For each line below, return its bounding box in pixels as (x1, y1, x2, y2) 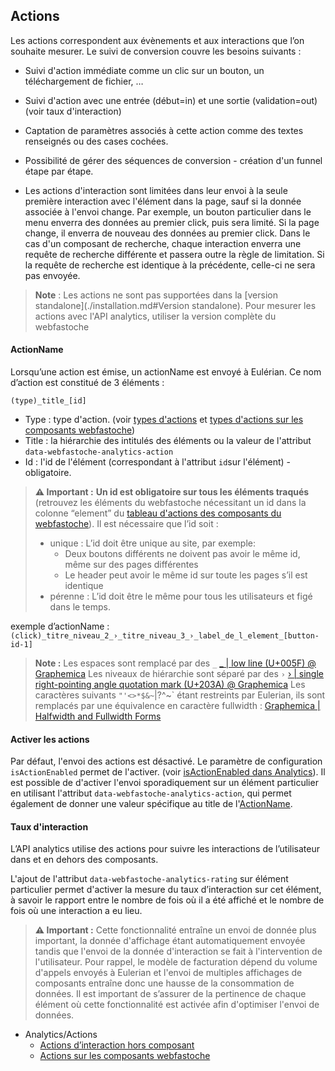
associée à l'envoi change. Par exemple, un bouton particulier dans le (24, 205, 312, 218)
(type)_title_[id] (10, 396, 87, 406)
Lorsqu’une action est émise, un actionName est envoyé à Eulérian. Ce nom (10, 366, 322, 378)
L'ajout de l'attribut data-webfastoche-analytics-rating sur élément (10, 873, 289, 885)
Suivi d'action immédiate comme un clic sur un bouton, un (24, 64, 265, 76)
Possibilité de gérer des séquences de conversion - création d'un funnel (24, 154, 323, 166)
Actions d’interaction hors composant (39, 1039, 195, 1051)
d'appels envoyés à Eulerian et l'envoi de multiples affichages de (34, 967, 303, 979)
